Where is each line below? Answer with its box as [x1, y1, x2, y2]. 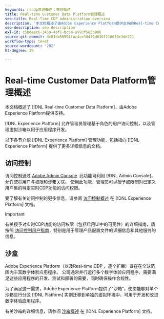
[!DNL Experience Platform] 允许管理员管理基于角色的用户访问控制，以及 [5, 121, 151, 127]
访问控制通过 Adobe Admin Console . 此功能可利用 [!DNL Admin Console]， [5, 173, 156, 179]
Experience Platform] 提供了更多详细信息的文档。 [5, 143, 104, 149]
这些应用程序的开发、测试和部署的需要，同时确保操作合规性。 [9, 276, 133, 281]
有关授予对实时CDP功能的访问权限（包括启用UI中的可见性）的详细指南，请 [5, 221, 155, 227]
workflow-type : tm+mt [5, 39, 49, 44]
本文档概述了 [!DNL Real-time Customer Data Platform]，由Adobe [5, 104, 137, 110]
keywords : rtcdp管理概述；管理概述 [5, 7, 71, 12]
